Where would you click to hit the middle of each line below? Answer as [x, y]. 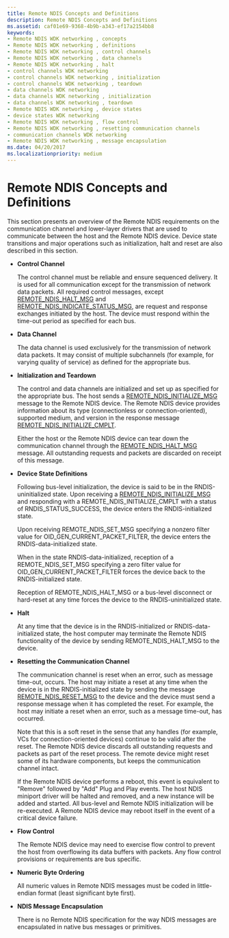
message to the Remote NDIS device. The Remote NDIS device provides [119, 403]
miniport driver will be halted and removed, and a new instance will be [116, 796]
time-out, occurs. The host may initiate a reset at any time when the [112, 682]
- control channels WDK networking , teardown [75, 84]
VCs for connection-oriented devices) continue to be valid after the [111, 739]
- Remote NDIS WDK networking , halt [61, 65]
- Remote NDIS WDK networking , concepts [67, 39]
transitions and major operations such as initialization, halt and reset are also [115, 243]
